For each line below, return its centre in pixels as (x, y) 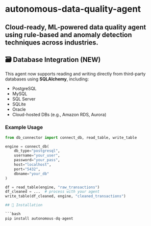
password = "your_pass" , (37, 160)
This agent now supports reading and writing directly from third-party (75, 74)
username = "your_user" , (37, 155)
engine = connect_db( (27, 146)
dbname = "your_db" (32, 174)
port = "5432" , (27, 169)
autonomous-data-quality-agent (73, 9)
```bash (13, 214)
